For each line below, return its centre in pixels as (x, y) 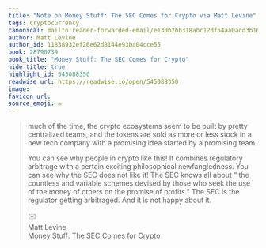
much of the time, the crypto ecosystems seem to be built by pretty (137, 126)
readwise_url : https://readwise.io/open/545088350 (93, 81)
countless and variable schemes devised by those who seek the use (139, 183)
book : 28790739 (33, 52)
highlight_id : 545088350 (49, 74)
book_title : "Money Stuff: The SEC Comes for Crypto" (99, 60)
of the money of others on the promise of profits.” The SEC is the (133, 192)
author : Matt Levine (42, 38)
